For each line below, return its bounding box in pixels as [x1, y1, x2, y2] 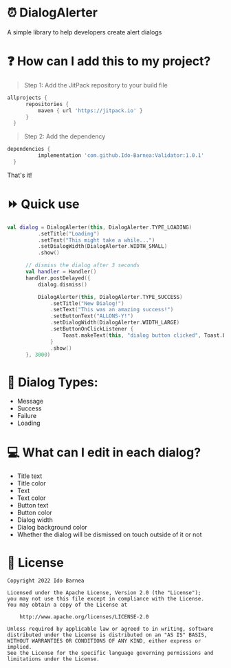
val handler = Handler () [25, 269, 97, 275]
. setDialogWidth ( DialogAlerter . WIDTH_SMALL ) [37, 243, 168, 250]
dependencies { [7, 146, 51, 153]
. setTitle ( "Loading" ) [37, 230, 100, 237]
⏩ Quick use [7, 196, 80, 212]
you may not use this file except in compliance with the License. [7, 596, 205, 603]
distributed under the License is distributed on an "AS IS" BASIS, [7, 632, 208, 638]
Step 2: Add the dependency [23, 132, 106, 140]
